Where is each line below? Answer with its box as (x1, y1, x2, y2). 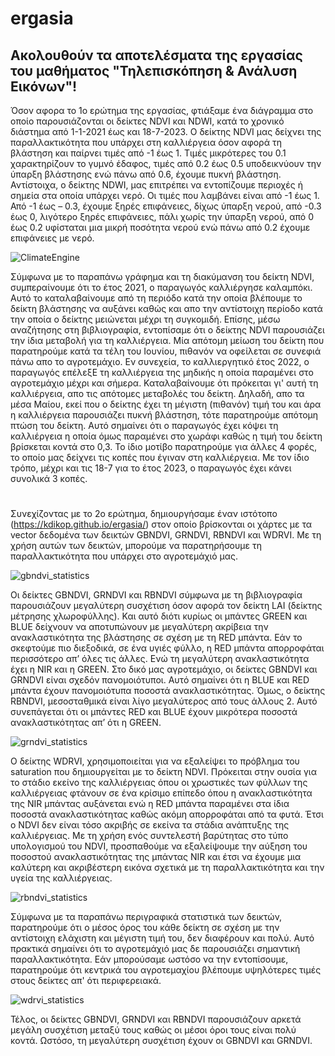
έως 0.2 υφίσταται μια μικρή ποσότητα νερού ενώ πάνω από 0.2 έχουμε (10, 222, 311, 233)
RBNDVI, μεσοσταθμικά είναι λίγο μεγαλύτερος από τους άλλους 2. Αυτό (10, 695, 318, 707)
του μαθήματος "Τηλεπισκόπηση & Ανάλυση (10, 62, 298, 79)
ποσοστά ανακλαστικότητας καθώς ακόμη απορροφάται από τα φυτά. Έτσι (10, 808, 324, 821)
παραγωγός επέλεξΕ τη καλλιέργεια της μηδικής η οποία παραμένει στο (10, 367, 314, 378)
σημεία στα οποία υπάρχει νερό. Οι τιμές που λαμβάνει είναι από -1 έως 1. (10, 190, 320, 201)
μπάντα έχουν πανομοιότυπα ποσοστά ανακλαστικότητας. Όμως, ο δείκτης (10, 685, 326, 697)
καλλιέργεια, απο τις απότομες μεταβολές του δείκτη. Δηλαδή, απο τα (10, 388, 305, 399)
